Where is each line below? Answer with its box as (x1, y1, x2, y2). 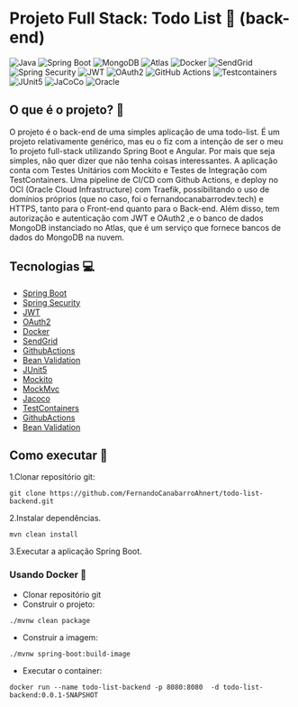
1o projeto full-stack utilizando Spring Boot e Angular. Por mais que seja (9, 145, 275, 156)
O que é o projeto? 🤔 (9, 103, 124, 118)
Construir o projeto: (22, 599, 95, 610)
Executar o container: (22, 665, 103, 675)
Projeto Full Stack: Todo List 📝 (9, 8, 236, 29)
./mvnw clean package (9, 616, 91, 625)
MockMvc (22, 383, 60, 394)
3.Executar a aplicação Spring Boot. (9, 546, 142, 557)
